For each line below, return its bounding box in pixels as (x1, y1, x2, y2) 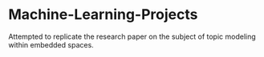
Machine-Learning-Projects (8, 6, 198, 24)
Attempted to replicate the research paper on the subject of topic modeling (8, 32, 257, 41)
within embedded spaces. (8, 40, 94, 49)
